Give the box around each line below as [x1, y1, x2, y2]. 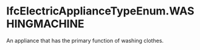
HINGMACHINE [6, 17, 84, 31]
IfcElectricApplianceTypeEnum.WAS [6, 4, 195, 18]
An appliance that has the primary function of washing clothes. [6, 37, 164, 44]
